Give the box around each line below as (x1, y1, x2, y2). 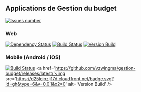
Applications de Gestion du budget (5, 4, 117, 13)
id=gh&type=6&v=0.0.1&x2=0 (5, 81, 66, 87)
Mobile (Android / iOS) (5, 54, 61, 61)
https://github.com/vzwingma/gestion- (55, 65, 136, 71)
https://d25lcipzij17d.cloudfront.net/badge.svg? (16, 76, 114, 82)
